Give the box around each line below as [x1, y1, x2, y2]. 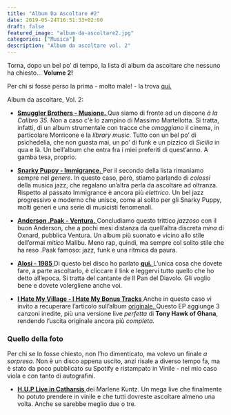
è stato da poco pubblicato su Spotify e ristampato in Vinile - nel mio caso [7, 365, 217, 373]
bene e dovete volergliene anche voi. [17, 282, 123, 289]
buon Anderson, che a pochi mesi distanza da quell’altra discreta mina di [17, 224, 224, 232]
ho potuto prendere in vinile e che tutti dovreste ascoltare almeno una [17, 392, 216, 401]
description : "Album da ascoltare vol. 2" [7, 42, 131, 49]
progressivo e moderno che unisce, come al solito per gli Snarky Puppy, [17, 196, 222, 204]
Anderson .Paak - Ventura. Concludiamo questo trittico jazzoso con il [17, 216, 217, 225]
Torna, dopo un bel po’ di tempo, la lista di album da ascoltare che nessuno [7, 62, 221, 69]
